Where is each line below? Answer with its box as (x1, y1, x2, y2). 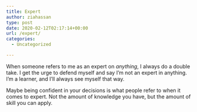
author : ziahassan (6, 14, 51, 20)
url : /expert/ (6, 31, 41, 37)
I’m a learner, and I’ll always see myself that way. (6, 75, 125, 83)
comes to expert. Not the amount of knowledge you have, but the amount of (6, 93, 191, 100)
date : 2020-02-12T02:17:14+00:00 (6, 25, 88, 31)
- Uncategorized (11, 42, 51, 48)
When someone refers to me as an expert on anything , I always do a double (6, 62, 191, 70)
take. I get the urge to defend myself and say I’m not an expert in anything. (6, 69, 188, 76)
